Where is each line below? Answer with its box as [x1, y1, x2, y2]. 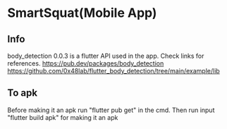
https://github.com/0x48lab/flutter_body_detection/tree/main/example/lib [7, 67, 220, 75]
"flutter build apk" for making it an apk [7, 113, 118, 121]
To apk [7, 87, 37, 99]
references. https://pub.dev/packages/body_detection [7, 59, 164, 68]
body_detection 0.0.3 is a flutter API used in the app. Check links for [7, 51, 204, 60]
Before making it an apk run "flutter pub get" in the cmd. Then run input [7, 106, 215, 114]
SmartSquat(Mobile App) [7, 5, 157, 21]
